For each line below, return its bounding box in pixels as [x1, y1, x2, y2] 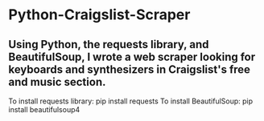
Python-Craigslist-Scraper [8, 6, 191, 24]
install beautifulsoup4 [8, 105, 80, 114]
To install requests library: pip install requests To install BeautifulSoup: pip [8, 96, 254, 106]
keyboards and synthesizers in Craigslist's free [8, 63, 251, 76]
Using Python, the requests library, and [8, 38, 209, 51]
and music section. [8, 75, 106, 89]
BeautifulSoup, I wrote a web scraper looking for [8, 50, 256, 63]
